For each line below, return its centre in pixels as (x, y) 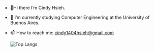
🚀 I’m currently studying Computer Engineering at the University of (80, 17)
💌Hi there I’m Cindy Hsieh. (38, 8)
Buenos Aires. (25, 23)
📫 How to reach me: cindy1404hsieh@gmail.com (62, 33)
